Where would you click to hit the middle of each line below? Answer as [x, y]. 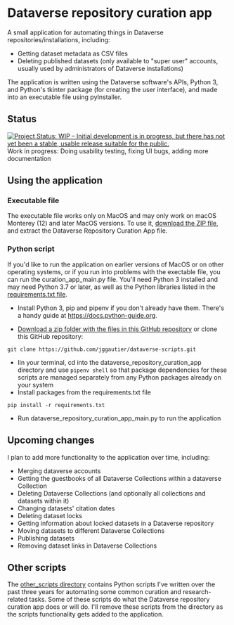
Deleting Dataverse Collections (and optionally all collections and [111, 493]
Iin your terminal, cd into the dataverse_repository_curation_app [109, 362]
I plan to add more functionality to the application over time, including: [109, 457]
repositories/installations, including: [59, 39]
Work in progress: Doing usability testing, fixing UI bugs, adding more [108, 151]
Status [22, 119]
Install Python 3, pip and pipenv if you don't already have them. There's [121, 308]
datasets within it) [43, 501]
